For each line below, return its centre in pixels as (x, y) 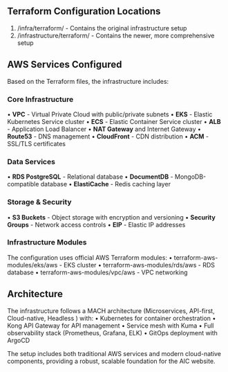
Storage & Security (39, 202)
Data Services (31, 161)
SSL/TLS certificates (36, 143)
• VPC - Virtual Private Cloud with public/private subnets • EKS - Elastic (110, 114)
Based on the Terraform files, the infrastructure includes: (88, 81)
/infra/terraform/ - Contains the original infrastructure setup (102, 28)
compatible (23, 184)
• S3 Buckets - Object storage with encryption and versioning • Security (111, 217)
